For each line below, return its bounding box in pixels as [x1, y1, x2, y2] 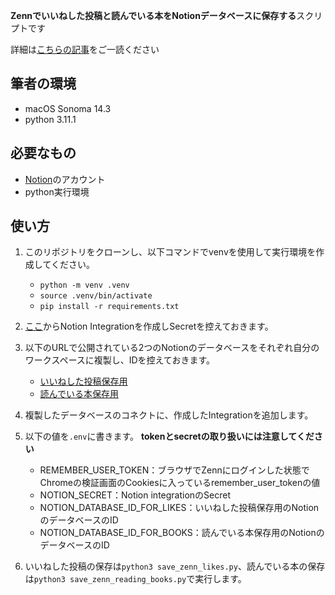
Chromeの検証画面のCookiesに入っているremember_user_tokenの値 [39, 477, 321, 489]
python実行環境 [24, 185, 90, 198]
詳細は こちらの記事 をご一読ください [10, 44, 160, 55]
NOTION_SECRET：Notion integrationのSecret [39, 489, 232, 501]
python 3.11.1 [24, 113, 77, 125]
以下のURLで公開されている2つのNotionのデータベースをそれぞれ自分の [24, 342, 320, 354]
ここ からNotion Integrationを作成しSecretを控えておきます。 [24, 320, 274, 333]
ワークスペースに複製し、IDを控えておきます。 [24, 354, 216, 366]
